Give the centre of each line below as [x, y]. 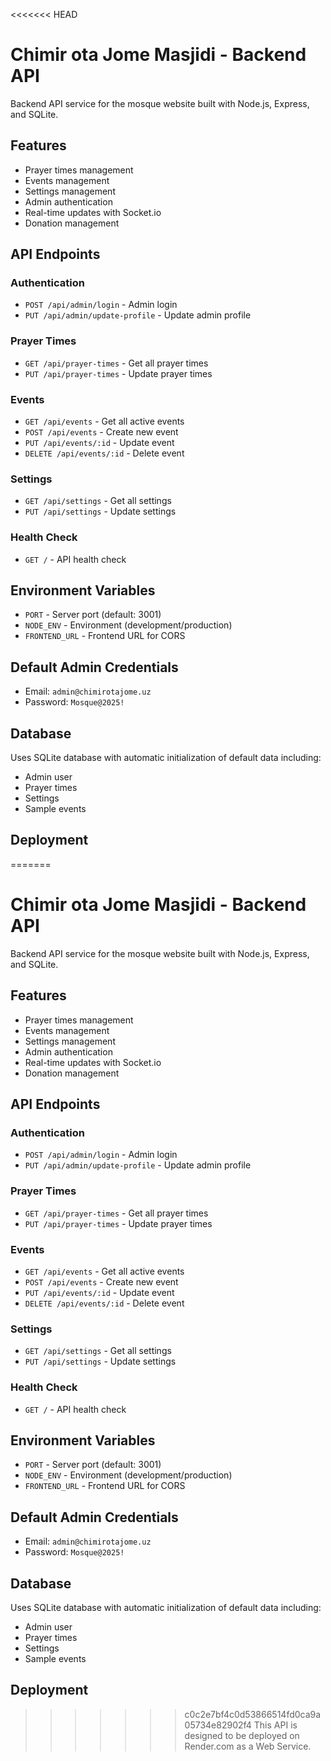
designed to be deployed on [242, 1735]
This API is [275, 1725]
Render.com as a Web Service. [248, 1746]
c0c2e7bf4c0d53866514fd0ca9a [253, 1714]
